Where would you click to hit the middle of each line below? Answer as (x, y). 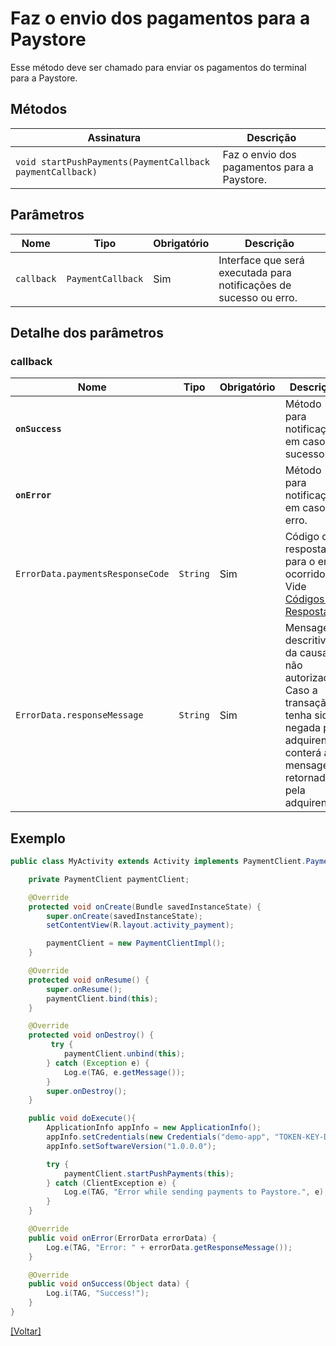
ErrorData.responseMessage (79, 715)
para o (300, 562)
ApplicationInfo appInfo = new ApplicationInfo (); (154, 1128)
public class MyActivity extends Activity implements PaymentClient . (158, 862)
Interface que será (261, 260)
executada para (255, 272)
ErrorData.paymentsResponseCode (92, 574)
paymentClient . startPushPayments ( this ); (149, 1173)
